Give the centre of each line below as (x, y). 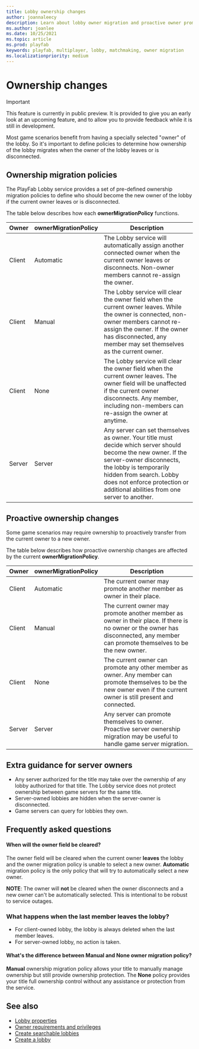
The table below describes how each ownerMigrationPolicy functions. (93, 213)
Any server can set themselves (147, 430)
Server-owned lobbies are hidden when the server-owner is (88, 798)
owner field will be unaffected (145, 384)
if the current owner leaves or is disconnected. (63, 202)
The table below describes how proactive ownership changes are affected (97, 551)
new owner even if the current (145, 690)
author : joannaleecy (32, 17)
